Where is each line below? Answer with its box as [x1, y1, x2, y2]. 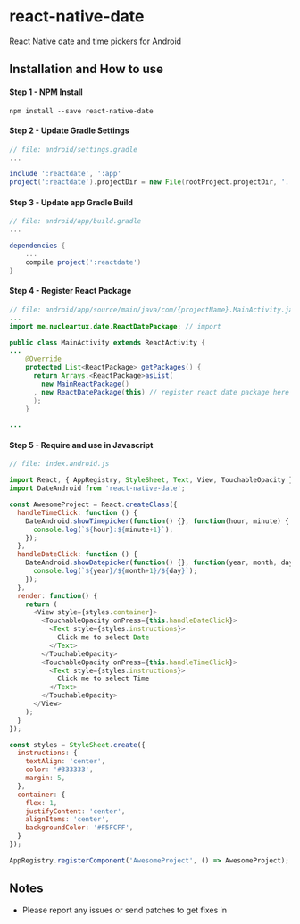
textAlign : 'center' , [25, 757, 105, 766]
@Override [25, 354, 62, 363]
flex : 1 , [25, 798, 58, 807]
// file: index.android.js [9, 460, 110, 469]
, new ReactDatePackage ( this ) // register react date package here [32, 387, 290, 396]
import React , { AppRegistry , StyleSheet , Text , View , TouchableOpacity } [9, 476, 294, 485]
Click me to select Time [56, 674, 150, 684]
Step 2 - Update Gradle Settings [9, 125, 129, 136]
